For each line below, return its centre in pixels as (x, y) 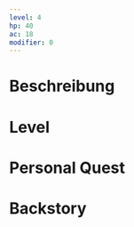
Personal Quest (67, 168)
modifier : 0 (31, 42)
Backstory (48, 208)
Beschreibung (62, 86)
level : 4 (25, 17)
